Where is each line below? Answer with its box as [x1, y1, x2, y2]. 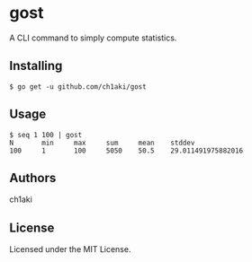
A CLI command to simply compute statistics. [9, 32, 177, 43]
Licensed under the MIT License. [9, 244, 131, 255]
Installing [9, 58, 63, 74]
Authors [9, 170, 57, 186]
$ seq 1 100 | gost [9, 130, 83, 139]
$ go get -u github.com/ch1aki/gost [9, 82, 147, 92]
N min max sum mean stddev [9, 138, 195, 147]
